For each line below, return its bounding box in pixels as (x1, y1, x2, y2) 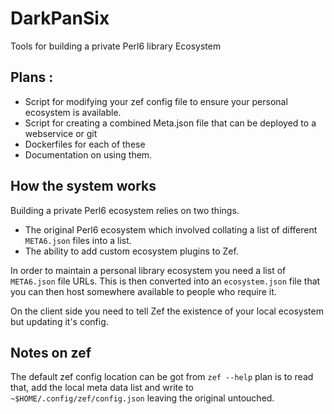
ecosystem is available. (24, 106, 122, 118)
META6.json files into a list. (24, 234, 132, 246)
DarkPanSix (10, 7, 110, 30)
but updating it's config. (10, 315, 109, 327)
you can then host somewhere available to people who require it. (10, 285, 277, 297)
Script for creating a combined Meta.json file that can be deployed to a (24, 117, 317, 129)
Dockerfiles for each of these (24, 138, 146, 150)
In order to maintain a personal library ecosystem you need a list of (10, 264, 287, 276)
